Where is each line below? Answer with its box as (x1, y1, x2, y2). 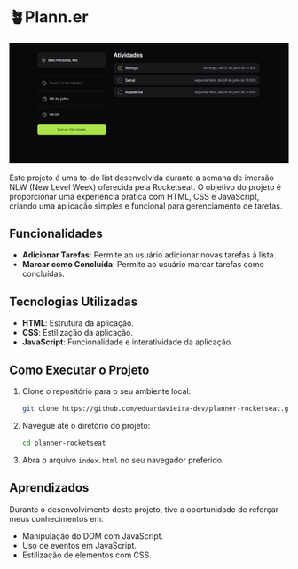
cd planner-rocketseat (21, 439, 106, 447)
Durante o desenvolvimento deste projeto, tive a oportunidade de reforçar (9, 503, 279, 515)
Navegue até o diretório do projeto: (21, 420, 151, 431)
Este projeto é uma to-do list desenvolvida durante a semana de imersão (9, 172, 275, 183)
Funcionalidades (9, 225, 104, 241)
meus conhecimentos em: (9, 513, 104, 524)
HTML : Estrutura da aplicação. (21, 318, 135, 328)
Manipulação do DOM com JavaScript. (21, 530, 164, 541)
